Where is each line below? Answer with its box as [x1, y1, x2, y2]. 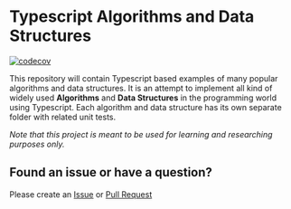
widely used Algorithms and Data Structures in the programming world [9, 92, 277, 103]
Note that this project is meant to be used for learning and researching [9, 128, 273, 139]
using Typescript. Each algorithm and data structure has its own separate [9, 101, 282, 112]
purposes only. [9, 138, 65, 149]
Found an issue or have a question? [9, 165, 212, 180]
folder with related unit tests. [9, 111, 117, 122]
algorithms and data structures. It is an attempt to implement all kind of [9, 82, 273, 93]
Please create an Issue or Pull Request [9, 188, 153, 200]
